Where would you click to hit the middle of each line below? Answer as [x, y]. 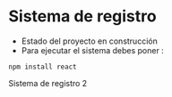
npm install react [43, 67]
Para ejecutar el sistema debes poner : [93, 50]
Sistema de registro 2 [48, 83]
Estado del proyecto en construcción [89, 41]
